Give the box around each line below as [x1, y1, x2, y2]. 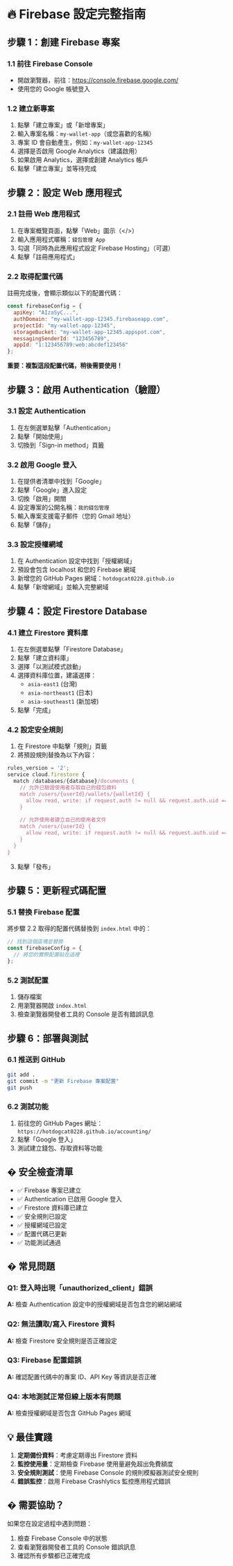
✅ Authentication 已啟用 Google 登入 [17, 1194, 123, 1203]
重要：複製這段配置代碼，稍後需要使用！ [7, 361, 123, 370]
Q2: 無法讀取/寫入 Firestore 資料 [7, 1320, 116, 1329]
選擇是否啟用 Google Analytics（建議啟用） [17, 147, 141, 155]
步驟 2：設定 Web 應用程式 [7, 187, 122, 198]
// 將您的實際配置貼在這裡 [13, 951, 80, 958]
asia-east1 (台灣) [27, 680, 78, 688]
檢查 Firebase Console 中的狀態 [17, 1534, 107, 1542]
